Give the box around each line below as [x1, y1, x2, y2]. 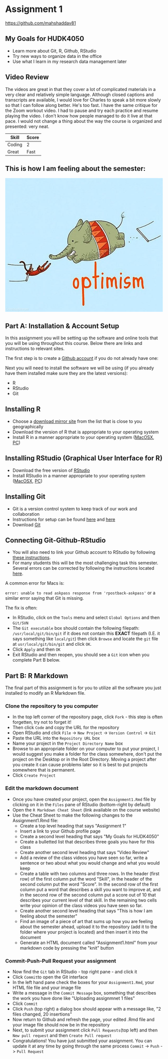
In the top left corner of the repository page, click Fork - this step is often [12, 714, 163, 720]
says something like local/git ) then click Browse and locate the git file [12, 636, 158, 642]
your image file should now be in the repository [12, 1022, 110, 1028]
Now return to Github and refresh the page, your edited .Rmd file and [12, 1017, 155, 1023]
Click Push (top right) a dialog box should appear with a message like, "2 [12, 1006, 161, 1012]
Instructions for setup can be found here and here [12, 516, 115, 522]
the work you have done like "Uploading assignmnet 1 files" [12, 996, 135, 1002]
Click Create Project [12, 772, 56, 778]
